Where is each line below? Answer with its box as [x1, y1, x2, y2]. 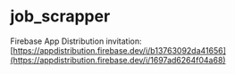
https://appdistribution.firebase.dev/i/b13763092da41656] [13, 45, 227, 55]
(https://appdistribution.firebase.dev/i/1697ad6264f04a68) [10, 54, 226, 65]
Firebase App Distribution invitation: [10, 36, 142, 46]
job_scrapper [10, 6, 111, 27]
